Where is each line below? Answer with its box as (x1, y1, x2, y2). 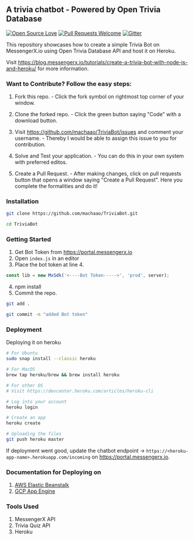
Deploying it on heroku (6, 339, 61, 346)
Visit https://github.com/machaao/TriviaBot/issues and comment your (14, 129, 184, 136)
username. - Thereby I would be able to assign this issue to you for (14, 135, 178, 142)
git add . (6, 301, 31, 307)
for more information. (37, 65, 89, 72)
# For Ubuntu (6, 350, 38, 356)
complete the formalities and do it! (14, 183, 98, 190)
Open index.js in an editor (14, 255, 79, 262)
